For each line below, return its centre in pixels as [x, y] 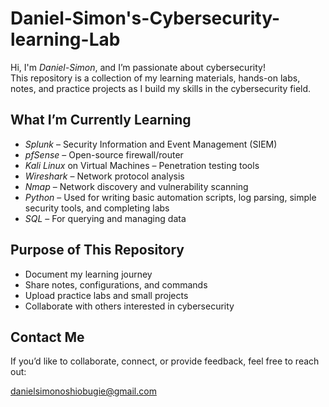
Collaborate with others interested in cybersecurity [129, 306]
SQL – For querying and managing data [105, 218]
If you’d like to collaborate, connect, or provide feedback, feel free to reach [165, 361]
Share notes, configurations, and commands [116, 284]
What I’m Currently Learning [101, 120]
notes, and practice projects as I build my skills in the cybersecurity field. [161, 88]
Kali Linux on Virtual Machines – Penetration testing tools [142, 165]
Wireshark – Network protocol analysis [104, 176]
